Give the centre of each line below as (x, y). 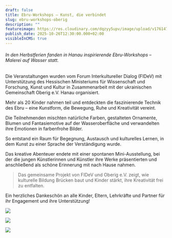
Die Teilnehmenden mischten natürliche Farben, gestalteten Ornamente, (81, 118)
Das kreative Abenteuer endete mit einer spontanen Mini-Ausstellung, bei (83, 154)
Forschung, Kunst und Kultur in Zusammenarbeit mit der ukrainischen (79, 87)
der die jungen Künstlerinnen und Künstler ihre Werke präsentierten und (81, 160)
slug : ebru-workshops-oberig (36, 19)
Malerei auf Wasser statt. (32, 60)
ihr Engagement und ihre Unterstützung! (48, 201)
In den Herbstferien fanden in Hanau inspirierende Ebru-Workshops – (79, 55)
